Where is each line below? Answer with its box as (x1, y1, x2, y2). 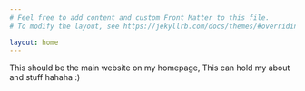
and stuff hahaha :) (9, 72, 81, 83)
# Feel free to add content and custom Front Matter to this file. (9, 13, 271, 23)
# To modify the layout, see (9, 22, 120, 31)
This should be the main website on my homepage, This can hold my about (9, 62, 290, 73)
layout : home (9, 38, 59, 47)
